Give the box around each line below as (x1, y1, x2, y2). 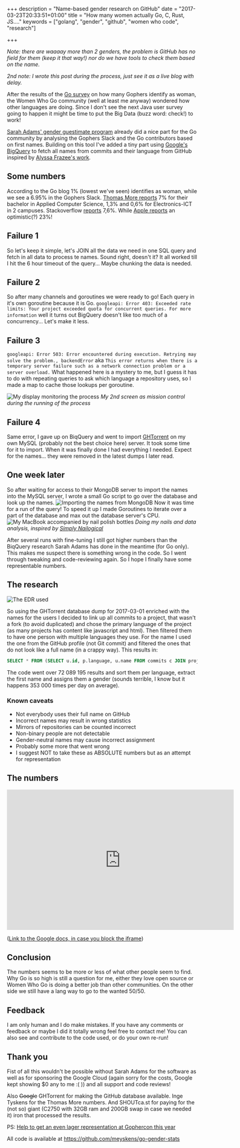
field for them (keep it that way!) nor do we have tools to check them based (7, 54, 195, 61)
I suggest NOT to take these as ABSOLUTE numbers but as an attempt (15, 749, 191, 756)
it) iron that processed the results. (7, 1112, 91, 1119)
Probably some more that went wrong (15, 742, 110, 750)
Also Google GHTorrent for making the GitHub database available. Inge (7, 1092, 183, 1100)
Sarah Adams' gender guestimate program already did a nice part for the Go (7, 128, 197, 135)
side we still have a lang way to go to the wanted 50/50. (7, 988, 146, 995)
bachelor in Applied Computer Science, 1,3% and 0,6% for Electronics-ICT (7, 200, 193, 208)
